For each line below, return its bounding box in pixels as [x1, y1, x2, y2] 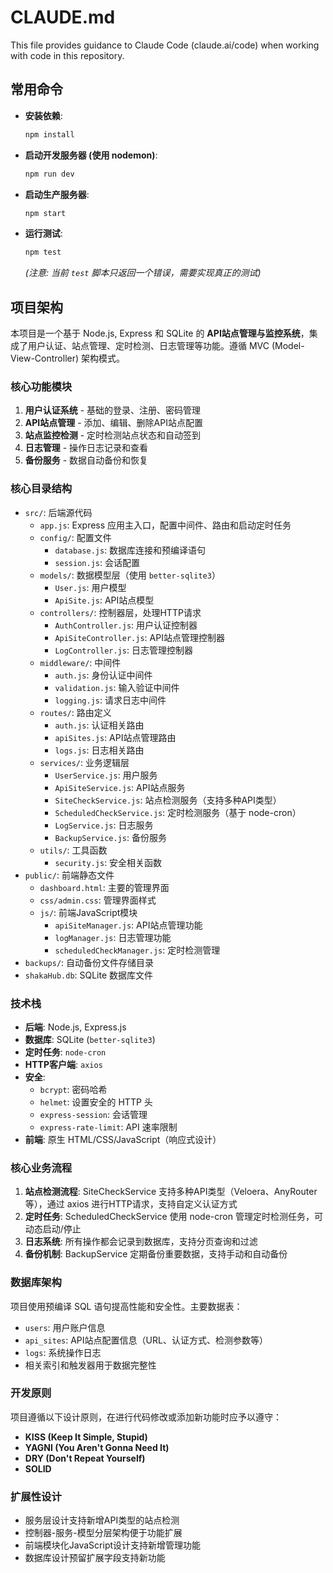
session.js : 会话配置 [54, 556, 140, 568]
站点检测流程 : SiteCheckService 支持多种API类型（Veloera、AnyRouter [24, 1186, 318, 1198]
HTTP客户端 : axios [24, 1058, 103, 1070]
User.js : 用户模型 [54, 581, 127, 593]
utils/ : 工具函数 [39, 844, 108, 856]
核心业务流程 [10, 1161, 73, 1175]
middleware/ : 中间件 [39, 656, 122, 668]
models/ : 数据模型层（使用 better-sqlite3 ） [39, 569, 221, 581]
